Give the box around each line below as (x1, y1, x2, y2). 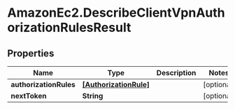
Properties (7, 47, 55, 59)
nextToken (10, 91, 47, 100)
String (82, 91, 104, 100)
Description (156, 68, 197, 77)
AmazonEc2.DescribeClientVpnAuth (7, 5, 225, 21)
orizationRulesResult (7, 19, 131, 36)
